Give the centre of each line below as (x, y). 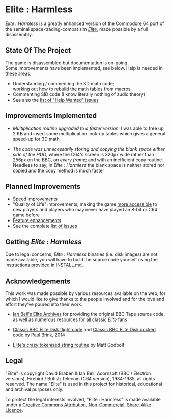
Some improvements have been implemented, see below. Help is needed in (84, 68)
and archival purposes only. (34, 389)
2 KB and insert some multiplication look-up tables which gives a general (89, 133)
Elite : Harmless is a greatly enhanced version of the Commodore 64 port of (85, 23)
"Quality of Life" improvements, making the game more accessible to (85, 204)
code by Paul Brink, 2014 (39, 335)
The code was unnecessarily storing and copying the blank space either (89, 149)
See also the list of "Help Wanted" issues (56, 100)
